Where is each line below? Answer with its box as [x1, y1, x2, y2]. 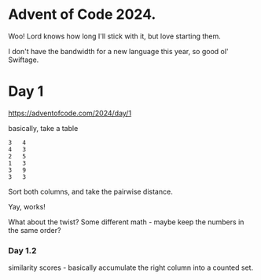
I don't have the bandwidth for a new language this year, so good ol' [8, 46, 230, 56]
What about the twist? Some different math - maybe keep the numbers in [8, 217, 244, 227]
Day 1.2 [8, 245, 37, 256]
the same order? [8, 225, 61, 235]
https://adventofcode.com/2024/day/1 [8, 108, 132, 118]
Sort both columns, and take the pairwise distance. [8, 187, 173, 196]
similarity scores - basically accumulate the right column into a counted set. [8, 263, 254, 272]
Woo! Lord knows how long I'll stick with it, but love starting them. [8, 31, 222, 41]
